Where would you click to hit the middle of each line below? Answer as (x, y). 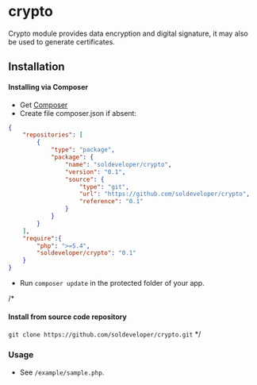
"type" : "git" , (104, 187)
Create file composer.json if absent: (78, 113)
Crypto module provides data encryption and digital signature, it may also (128, 33)
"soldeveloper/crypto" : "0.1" (86, 253)
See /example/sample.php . (62, 372)
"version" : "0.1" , (95, 172)
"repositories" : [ (53, 135)
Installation (36, 67)
